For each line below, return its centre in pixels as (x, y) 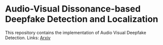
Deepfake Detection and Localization (82, 19)
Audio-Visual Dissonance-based (73, 9)
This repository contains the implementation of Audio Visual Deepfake (76, 32)
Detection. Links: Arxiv (28, 38)
